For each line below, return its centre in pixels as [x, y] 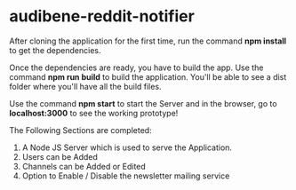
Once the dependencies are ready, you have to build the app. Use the [136, 67]
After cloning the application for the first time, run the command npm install [148, 41]
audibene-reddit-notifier [102, 16]
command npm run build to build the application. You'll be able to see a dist [148, 76]
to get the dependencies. [55, 50]
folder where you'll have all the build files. [85, 86]
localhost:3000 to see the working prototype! [94, 113]
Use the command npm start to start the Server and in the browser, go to [143, 103]
